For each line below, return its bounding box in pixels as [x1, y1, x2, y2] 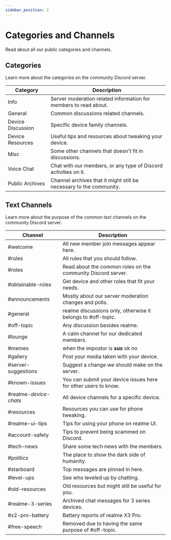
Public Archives [8, 180, 45, 187]
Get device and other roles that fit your [62, 278, 155, 285]
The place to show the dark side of [62, 451, 146, 458]
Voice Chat [8, 165, 34, 172]
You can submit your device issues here [62, 376, 158, 383]
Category [15, 87, 39, 94]
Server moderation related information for [50, 95, 150, 102]
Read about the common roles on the [62, 263, 151, 270]
